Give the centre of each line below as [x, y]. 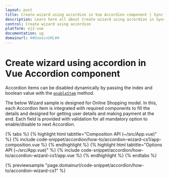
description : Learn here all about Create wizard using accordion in [80, 19]
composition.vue [23, 145]
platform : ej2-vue [24, 29]
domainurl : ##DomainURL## [32, 38]
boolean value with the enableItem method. [50, 93]
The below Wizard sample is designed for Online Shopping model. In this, [81, 103]
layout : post [19, 10]
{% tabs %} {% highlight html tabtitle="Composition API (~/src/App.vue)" [81, 134]
